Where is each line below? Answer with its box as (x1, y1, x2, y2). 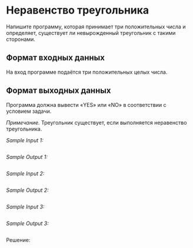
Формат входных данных (6, 53, 105, 63)
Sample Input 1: (6, 136, 44, 143)
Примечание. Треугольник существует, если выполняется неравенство (6, 119, 187, 126)
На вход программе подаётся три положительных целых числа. (6, 68, 168, 76)
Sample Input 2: (6, 169, 45, 177)
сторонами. (6, 35, 35, 43)
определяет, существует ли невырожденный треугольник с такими (6, 29, 176, 36)
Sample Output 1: (6, 153, 48, 160)
